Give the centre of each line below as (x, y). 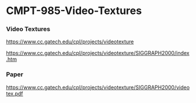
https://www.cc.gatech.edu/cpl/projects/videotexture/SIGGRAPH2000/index (98, 53)
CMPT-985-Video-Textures (74, 11)
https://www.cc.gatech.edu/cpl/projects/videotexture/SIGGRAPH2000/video (98, 87)
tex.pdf (15, 93)
